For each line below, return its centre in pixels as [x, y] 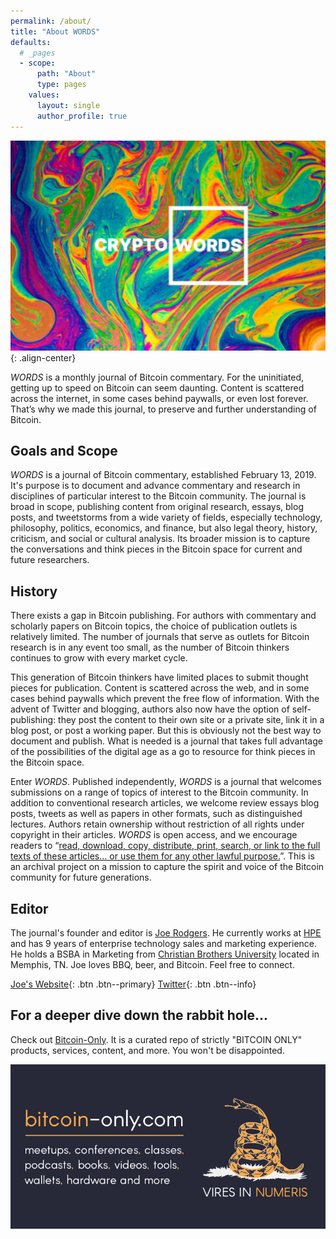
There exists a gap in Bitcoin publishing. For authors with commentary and [163, 616]
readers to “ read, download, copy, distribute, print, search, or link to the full [165, 846]
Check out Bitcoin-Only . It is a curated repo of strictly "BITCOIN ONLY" [156, 1039]
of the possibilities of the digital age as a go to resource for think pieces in [163, 752]
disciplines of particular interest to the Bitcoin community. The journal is [158, 496]
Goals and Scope [64, 450]
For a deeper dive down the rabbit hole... [139, 1015]
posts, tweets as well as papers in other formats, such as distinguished [156, 814]
